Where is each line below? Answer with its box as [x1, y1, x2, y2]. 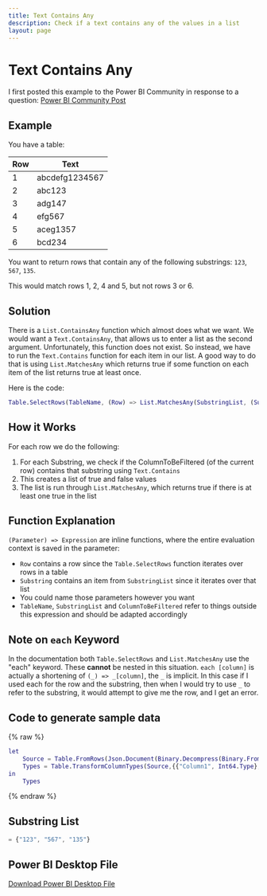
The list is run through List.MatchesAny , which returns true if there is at [19, 483, 252, 492]
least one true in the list [19, 491, 97, 500]
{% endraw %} [8, 792, 57, 801]
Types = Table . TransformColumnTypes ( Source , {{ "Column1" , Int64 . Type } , [22, 762, 261, 770]
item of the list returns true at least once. [8, 367, 141, 377]
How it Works [8, 421, 76, 434]
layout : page [8, 26, 52, 34]
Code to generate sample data [8, 710, 161, 725]
